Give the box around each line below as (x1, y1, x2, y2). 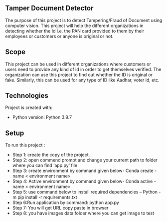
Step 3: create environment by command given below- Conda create (12, 167, 154, 174)
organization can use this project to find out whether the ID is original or (5, 71, 153, 77)
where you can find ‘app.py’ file (12, 162, 78, 168)
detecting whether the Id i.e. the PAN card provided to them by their (5, 27, 145, 34)
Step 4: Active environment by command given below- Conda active (12, 178, 153, 184)
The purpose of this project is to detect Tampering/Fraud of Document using (5, 17, 163, 23)
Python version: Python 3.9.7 (12, 114, 72, 120)
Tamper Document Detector (5, 4, 94, 12)
